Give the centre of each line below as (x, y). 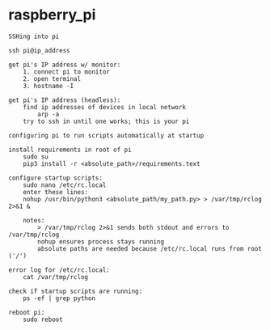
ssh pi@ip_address (39, 50)
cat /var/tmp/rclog (56, 277)
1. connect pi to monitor (67, 72)
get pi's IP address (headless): (65, 100)
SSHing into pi (34, 36)
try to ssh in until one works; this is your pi (106, 121)
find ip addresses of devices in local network (104, 107)
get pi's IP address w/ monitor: (65, 65)
